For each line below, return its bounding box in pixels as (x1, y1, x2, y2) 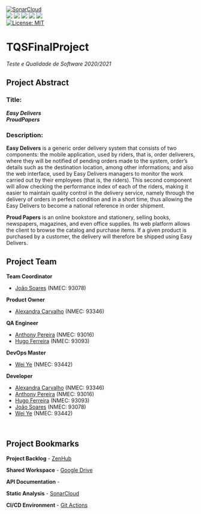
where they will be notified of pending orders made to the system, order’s (6, 157, 188, 164)
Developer (6, 372, 33, 379)
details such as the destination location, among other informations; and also (6, 163, 194, 171)
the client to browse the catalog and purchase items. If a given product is (6, 226, 187, 234)
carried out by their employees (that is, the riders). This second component (6, 176, 192, 184)
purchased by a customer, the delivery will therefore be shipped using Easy (6, 232, 193, 240)
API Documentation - (6, 478, 60, 485)
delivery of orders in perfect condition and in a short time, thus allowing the (6, 196, 193, 203)
